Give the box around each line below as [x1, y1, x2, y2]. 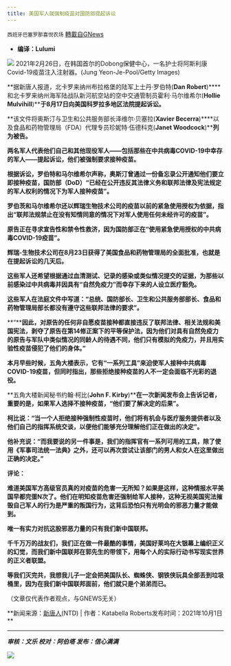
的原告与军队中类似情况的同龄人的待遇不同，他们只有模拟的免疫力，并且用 [7, 335, 218, 344]
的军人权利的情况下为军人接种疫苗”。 [7, 187, 113, 195]
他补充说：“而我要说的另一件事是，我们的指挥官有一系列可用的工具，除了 [7, 437, 215, 445]
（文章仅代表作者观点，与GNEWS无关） [7, 594, 120, 603]
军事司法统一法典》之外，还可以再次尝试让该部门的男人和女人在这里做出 [19, 446, 224, 454]
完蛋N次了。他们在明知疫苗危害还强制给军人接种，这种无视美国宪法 [25, 492, 217, 500]
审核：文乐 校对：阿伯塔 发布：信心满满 [7, 637, 119, 645]
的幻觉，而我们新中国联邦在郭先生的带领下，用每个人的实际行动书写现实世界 [7, 547, 224, 556]
